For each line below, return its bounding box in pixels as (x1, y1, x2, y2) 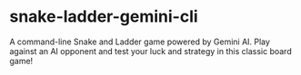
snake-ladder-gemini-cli (9, 6, 198, 27)
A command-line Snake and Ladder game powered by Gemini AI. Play (9, 36, 271, 47)
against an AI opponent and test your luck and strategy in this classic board (9, 45, 293, 56)
